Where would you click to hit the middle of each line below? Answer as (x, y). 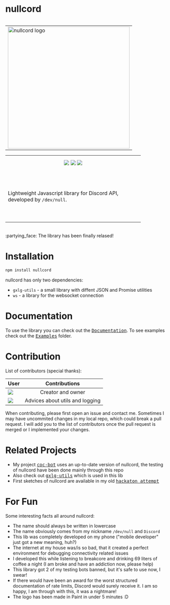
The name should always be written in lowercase (64, 526)
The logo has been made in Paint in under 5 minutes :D (71, 597)
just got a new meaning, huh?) (45, 542)
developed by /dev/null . (38, 200)
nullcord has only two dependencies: (44, 280)
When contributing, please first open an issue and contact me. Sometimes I (85, 413)
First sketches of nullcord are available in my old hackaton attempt (86, 481)
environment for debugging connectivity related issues (71, 553)
